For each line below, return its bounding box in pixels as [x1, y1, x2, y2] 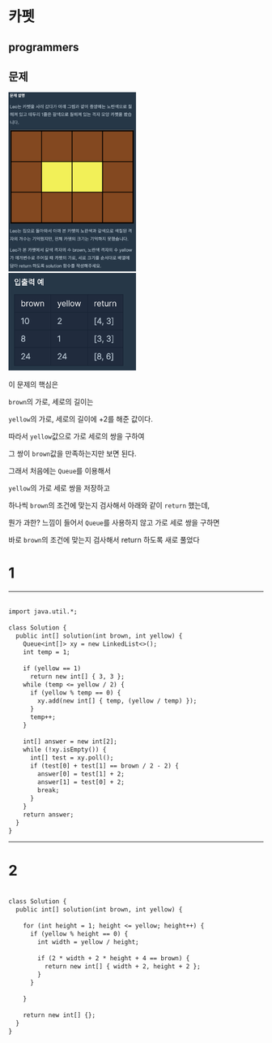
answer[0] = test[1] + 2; [37, 769, 125, 778]
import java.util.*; [8, 607, 79, 616]
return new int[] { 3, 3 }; [29, 672, 125, 681]
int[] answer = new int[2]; [23, 737, 117, 746]
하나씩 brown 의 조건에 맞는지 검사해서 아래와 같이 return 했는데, [8, 500, 210, 510]
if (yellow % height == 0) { [29, 929, 129, 938]
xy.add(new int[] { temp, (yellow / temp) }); [37, 696, 198, 705]
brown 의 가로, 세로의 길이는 [8, 396, 94, 406]
